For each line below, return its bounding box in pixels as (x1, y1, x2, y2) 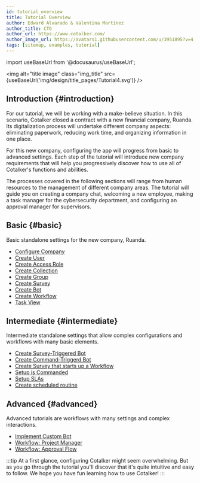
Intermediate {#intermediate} (6, 315, 118, 326)
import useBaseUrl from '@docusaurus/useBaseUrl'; (6, 58, 136, 66)
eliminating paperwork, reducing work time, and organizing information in (6, 129, 187, 136)
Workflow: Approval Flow (14, 445, 77, 452)
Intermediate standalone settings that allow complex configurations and (6, 332, 183, 339)
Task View (14, 299, 41, 306)
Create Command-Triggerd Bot (14, 356, 91, 363)
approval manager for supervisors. (6, 203, 91, 210)
